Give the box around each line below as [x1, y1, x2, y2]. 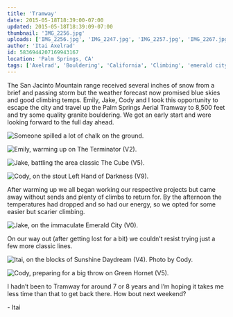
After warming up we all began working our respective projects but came [7, 185, 216, 193]
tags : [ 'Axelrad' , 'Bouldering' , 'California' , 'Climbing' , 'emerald [7, 62, 213, 69]
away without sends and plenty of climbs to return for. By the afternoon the [7, 193, 222, 201]
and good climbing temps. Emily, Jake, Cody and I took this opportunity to [7, 95, 218, 104]
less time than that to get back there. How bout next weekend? [7, 289, 187, 298]
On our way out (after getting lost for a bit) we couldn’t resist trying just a [7, 234, 216, 243]
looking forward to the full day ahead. [7, 117, 114, 126]
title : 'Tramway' [7, 10, 58, 17]
